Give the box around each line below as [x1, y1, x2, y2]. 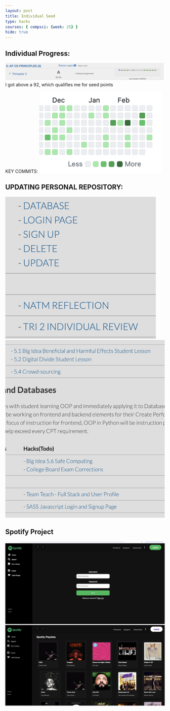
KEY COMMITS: [5, 168, 38, 175]
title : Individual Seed [5, 13, 56, 19]
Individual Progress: [5, 49, 70, 58]
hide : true [5, 29, 28, 35]
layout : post [5, 8, 33, 13]
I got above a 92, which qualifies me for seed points [5, 82, 113, 88]
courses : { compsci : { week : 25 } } [5, 24, 78, 29]
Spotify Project [5, 528, 54, 536]
